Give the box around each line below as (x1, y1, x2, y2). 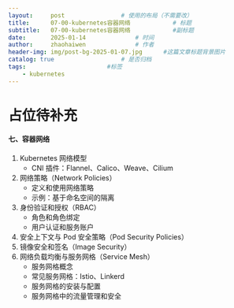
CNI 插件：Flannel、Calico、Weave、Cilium (31, 163, 173, 173)
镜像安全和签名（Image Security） (19, 242, 132, 252)
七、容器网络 (8, 135, 50, 144)
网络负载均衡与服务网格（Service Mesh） (19, 252, 155, 262)
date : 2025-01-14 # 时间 (8, 33, 154, 42)
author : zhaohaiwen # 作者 (8, 41, 154, 49)
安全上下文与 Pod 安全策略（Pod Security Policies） (19, 232, 189, 242)
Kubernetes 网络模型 (19, 154, 87, 163)
